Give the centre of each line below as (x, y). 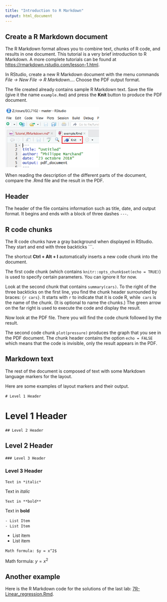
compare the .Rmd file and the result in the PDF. (54, 181)
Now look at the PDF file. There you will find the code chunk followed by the (83, 318)
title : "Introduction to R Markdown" (44, 11)
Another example (33, 577)
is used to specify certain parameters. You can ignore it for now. (71, 277)
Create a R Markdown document (56, 37)
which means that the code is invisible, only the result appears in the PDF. (81, 344)
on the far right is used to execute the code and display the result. (73, 308)
